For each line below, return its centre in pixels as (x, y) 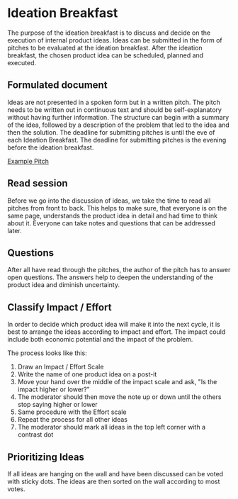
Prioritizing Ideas (46, 457)
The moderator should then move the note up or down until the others (119, 397)
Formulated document (57, 85)
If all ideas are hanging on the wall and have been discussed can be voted (115, 474)
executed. (22, 62)
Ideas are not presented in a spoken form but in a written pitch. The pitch (114, 102)
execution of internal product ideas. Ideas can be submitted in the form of (115, 40)
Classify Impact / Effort (59, 307)
